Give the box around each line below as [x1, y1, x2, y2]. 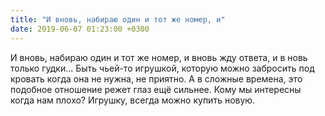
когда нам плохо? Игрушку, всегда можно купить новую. [10, 94, 256, 106]
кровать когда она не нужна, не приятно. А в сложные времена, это [10, 72, 303, 85]
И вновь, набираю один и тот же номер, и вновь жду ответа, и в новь [10, 51, 308, 63]
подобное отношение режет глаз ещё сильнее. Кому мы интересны [10, 83, 302, 95]
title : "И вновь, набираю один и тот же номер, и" [10, 14, 226, 25]
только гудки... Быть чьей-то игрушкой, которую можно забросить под [10, 62, 315, 74]
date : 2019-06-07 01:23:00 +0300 [10, 24, 150, 34]
